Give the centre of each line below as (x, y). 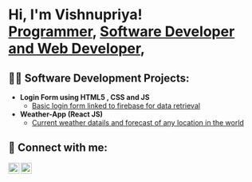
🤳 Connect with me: (58, 148)
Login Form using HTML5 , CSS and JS (85, 97)
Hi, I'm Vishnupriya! (75, 15)
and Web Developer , (77, 49)
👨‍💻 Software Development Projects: (99, 78)
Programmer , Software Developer (122, 32)
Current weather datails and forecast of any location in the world (138, 123)
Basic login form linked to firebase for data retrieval (116, 106)
